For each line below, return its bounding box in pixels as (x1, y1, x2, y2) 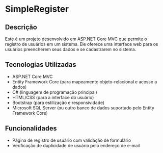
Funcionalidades (5, 124, 57, 133)
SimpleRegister (5, 3, 69, 15)
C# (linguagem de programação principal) (12, 89, 97, 95)
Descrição (5, 23, 37, 31)
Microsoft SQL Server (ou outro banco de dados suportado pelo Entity (12, 104, 155, 111)
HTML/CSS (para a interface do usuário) (12, 94, 94, 100)
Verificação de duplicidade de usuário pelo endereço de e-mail (12, 142, 140, 148)
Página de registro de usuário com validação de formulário (12, 137, 131, 143)
